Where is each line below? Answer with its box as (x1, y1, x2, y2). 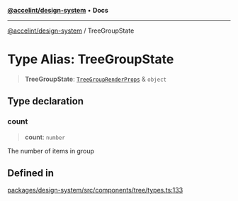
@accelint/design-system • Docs (7, 6, 108, 14)
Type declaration (7, 95, 84, 107)
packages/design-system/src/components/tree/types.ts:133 (7, 186, 183, 195)
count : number (24, 133, 66, 141)
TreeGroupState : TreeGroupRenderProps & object (24, 75, 167, 83)
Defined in (7, 167, 55, 180)
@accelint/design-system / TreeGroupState (7, 26, 135, 35)
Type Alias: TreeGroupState (7, 51, 174, 67)
